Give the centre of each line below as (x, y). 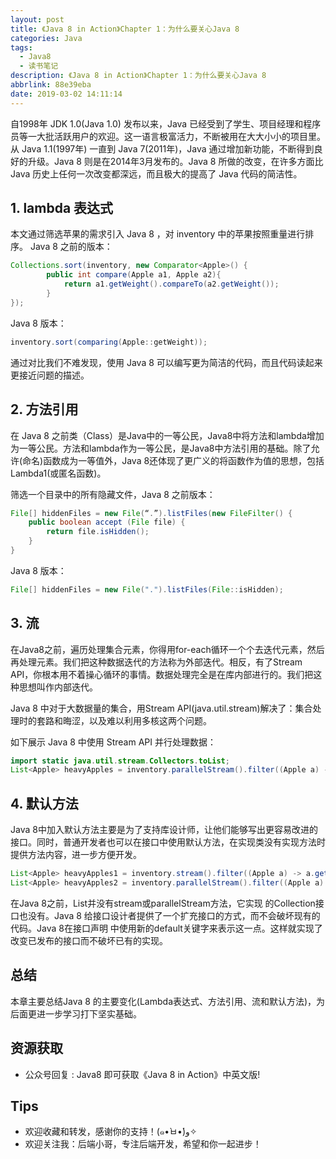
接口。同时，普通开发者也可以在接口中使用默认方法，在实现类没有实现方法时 (168, 842)
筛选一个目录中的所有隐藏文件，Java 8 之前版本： (113, 494)
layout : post (37, 19)
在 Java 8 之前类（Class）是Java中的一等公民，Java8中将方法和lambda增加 (167, 435)
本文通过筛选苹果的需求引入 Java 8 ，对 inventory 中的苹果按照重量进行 (158, 234)
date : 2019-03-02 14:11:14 (66, 94)
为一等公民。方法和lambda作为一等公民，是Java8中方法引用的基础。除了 (161, 448)
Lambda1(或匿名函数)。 (58, 473)
